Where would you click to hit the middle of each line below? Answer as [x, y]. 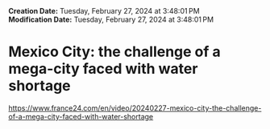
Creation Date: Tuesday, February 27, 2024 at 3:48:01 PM [104, 11]
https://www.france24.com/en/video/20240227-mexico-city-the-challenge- [135, 108]
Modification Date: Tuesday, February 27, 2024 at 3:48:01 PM [111, 19]
